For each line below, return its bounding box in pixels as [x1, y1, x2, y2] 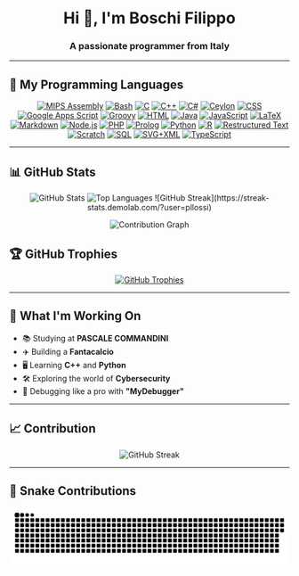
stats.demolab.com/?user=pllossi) [87, 202, 212, 213]
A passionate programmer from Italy [69, 40, 230, 53]
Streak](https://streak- [187, 193, 270, 203]
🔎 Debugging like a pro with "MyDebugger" [21, 385, 184, 396]
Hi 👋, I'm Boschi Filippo [63, 8, 236, 29]
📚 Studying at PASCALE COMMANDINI [21, 333, 169, 343]
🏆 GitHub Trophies [9, 246, 118, 261]
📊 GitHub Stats [9, 164, 96, 179]
